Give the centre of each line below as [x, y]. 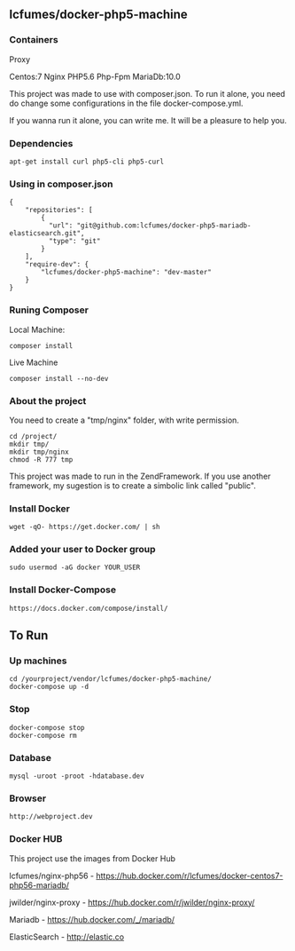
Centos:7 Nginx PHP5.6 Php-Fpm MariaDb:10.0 [95, 76]
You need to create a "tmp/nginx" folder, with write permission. [124, 420]
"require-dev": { [57, 265]
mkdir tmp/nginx [39, 452]
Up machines [38, 661]
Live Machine [34, 362]
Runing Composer [49, 310]
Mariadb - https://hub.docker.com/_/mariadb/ [92, 919]
